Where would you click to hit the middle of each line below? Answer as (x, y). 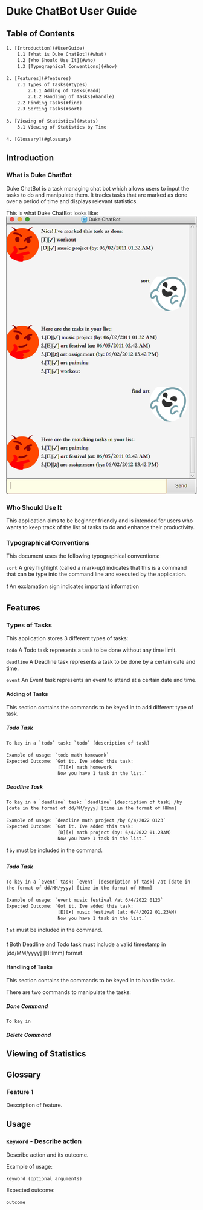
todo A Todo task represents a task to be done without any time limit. (92, 650)
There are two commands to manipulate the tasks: (69, 992)
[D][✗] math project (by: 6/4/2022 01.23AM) (114, 833)
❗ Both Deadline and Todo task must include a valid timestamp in (86, 944)
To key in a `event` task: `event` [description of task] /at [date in (98, 882)
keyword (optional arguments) (44, 1178)
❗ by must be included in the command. (54, 850)
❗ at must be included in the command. (54, 930)
